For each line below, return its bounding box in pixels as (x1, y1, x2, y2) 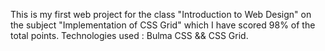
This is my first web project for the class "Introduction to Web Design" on (10, 9, 312, 20)
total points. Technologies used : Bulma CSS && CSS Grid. (10, 30, 249, 41)
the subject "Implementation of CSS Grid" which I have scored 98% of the (10, 19, 316, 31)
